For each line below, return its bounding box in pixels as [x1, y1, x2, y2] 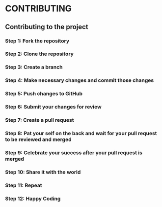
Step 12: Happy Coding [5, 195, 61, 202]
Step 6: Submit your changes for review [5, 103, 102, 110]
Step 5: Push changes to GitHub [5, 90, 82, 97]
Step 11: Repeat [5, 182, 42, 189]
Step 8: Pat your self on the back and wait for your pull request [5, 130, 157, 137]
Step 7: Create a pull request [5, 117, 75, 124]
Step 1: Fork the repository [5, 37, 70, 44]
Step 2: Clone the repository [5, 50, 74, 57]
